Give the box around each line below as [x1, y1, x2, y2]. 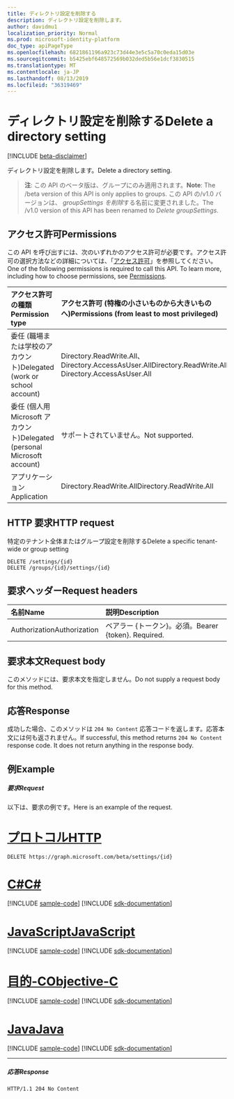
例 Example [7, 763, 55, 775]
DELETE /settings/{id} [7, 558, 73, 565]
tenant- [196, 537, 218, 545]
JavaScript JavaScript [7, 923, 136, 940]
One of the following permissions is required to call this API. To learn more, [7, 265, 222, 272]
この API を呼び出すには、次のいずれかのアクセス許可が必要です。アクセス [7, 248, 221, 256]
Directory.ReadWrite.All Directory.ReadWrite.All [61, 481, 214, 491]
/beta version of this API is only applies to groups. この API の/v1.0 [24, 189, 214, 198]
